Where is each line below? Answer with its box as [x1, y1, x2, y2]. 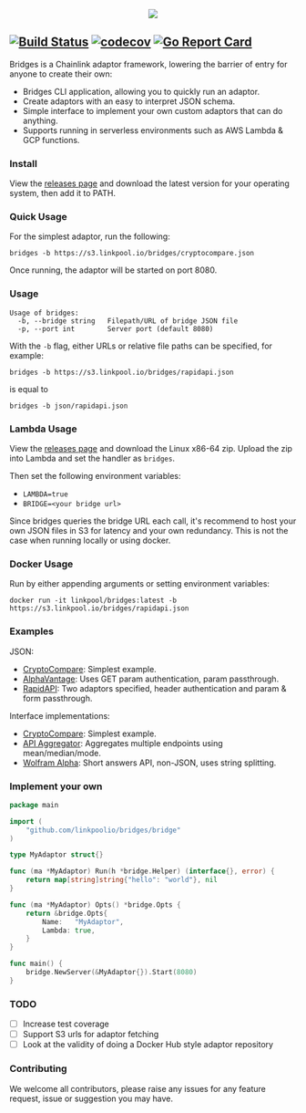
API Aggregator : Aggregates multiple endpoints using [22, 737, 223, 748]
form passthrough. [22, 692, 93, 703]
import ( [9, 817, 43, 826]
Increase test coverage [22, 1018, 109, 1030]
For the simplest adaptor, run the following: [9, 231, 170, 242]
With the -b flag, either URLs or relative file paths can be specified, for [9, 340, 273, 351]
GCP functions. [22, 134, 80, 145]
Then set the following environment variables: [9, 471, 181, 481]
